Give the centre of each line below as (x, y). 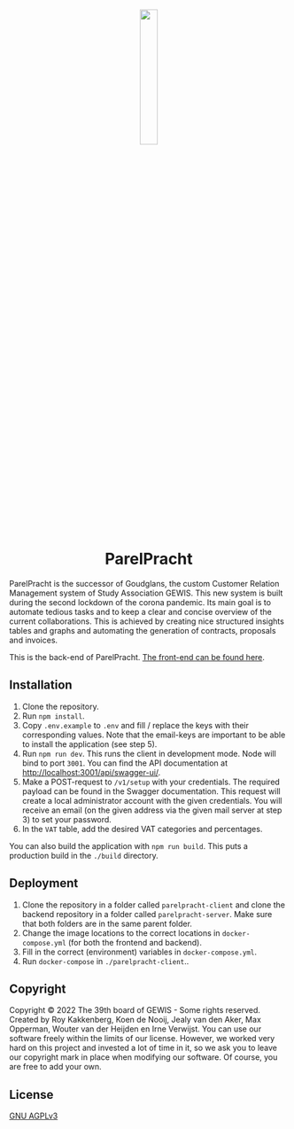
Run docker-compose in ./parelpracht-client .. (105, 961)
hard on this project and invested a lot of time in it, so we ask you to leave (143, 1048)
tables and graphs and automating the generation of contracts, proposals (143, 630)
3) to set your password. (67, 819)
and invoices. (34, 640)
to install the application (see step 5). (89, 744)
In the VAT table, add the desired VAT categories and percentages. (142, 829)
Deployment (44, 883)
